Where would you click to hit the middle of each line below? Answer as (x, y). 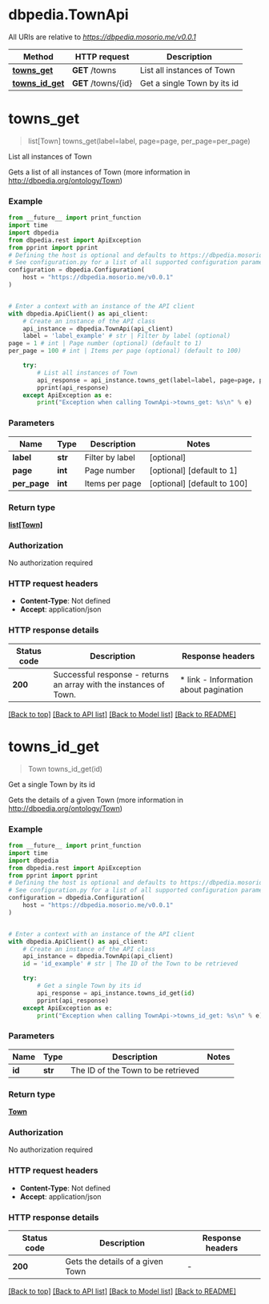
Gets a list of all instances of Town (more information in (99, 172)
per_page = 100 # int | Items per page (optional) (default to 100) (125, 351)
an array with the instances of (109, 684)
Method (38, 56)
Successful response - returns (111, 674)
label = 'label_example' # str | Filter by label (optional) (126, 336)
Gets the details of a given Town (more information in (96, 800)
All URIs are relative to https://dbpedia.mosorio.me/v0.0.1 (102, 37)
